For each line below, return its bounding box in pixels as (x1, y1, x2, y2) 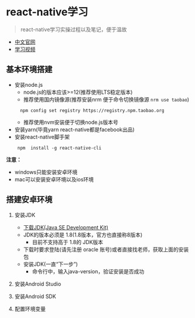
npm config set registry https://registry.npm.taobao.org (20, 107, 165, 113)
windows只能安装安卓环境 (14, 168, 78, 175)
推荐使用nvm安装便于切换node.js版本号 (23, 119, 119, 126)
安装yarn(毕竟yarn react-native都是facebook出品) (14, 126, 135, 133)
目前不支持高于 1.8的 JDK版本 (32, 238, 104, 245)
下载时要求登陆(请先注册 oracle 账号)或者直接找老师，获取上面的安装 (23, 246, 189, 253)
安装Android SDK (14, 293, 57, 300)
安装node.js (14, 81, 43, 88)
